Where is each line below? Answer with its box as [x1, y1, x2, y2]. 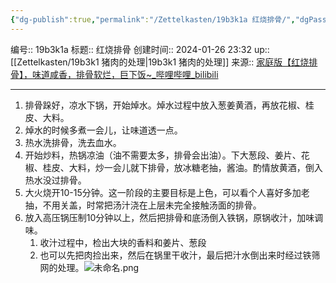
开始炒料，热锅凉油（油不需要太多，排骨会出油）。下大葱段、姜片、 [24, 149, 302, 161]
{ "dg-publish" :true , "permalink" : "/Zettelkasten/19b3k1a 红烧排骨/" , [10, 14, 296, 25]
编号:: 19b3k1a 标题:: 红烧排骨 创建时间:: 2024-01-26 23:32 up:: [10, 43, 270, 55]
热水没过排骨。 [24, 174, 87, 186]
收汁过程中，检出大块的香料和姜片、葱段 [39, 236, 207, 248]
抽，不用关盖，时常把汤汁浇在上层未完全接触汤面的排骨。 [24, 199, 262, 211]
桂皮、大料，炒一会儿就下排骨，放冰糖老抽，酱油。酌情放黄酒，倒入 [42, 161, 323, 173]
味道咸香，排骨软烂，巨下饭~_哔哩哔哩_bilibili [31, 68, 219, 80]
